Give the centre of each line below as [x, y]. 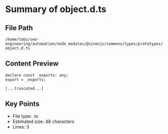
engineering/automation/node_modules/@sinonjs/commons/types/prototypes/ [84, 44]
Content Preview [32, 64]
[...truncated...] [24, 88]
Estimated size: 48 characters [43, 121]
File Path [19, 28]
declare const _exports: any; [37, 75]
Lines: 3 [21, 126]
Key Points [22, 104]
